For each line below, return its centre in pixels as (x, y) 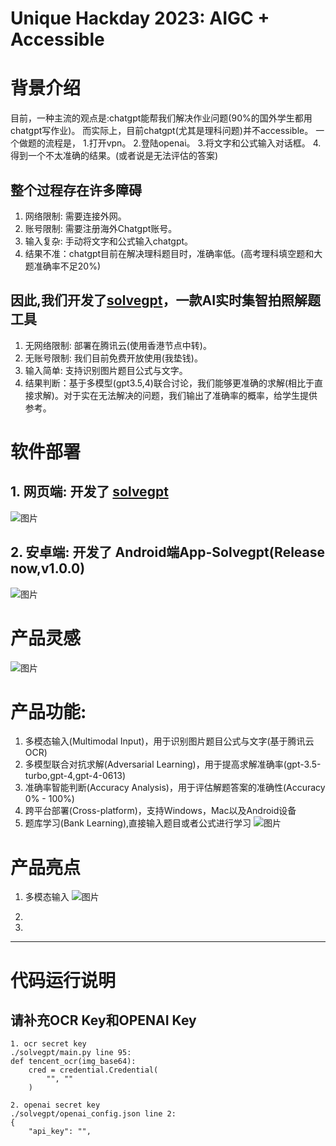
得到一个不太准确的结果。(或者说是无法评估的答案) (114, 156)
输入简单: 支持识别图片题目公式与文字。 (106, 370)
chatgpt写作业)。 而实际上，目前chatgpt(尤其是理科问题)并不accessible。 (162, 131)
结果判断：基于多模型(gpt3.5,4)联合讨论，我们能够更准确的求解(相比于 (169, 383)
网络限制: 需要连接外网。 (75, 216)
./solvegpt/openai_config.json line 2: (93, 1114)
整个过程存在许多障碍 (76, 190)
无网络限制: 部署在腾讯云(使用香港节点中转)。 (118, 345)
